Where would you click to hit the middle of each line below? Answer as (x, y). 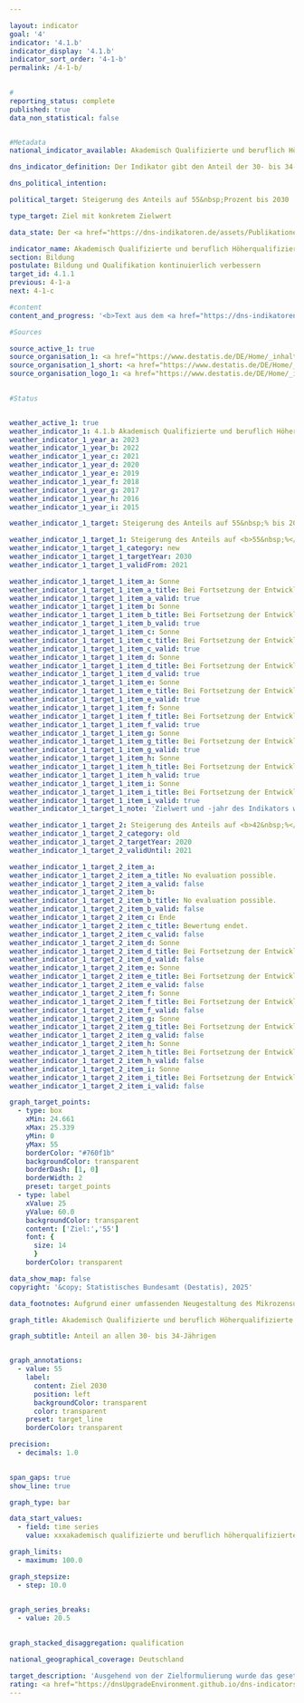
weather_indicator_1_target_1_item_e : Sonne (95, 682)
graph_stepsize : (40, 1577)
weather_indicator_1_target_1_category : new (95, 548)
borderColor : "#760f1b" (71, 1153)
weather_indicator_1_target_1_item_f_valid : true (105, 725)
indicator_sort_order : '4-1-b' (68, 60)
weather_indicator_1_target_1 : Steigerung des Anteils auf (123, 540)
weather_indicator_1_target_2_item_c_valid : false (107, 934)
